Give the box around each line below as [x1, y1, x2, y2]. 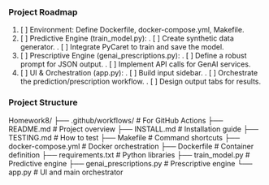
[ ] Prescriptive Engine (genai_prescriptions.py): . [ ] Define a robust [20, 51, 247, 61]
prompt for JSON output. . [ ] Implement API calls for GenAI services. [20, 59, 251, 69]
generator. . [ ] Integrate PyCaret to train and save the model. [20, 42, 225, 52]
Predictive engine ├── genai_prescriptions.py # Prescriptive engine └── [8, 158, 253, 168]
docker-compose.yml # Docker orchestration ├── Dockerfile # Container [8, 141, 254, 151]
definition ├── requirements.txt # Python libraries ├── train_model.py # [8, 149, 250, 160]
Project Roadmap [8, 6, 78, 18]
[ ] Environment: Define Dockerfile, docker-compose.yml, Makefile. [20, 25, 245, 35]
